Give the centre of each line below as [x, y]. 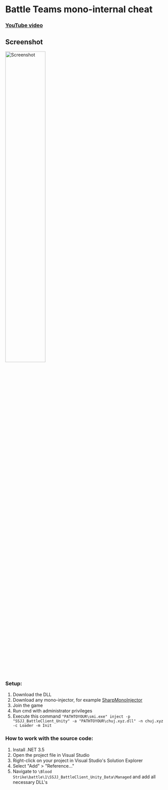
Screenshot [24, 42]
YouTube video [24, 26]
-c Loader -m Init [32, 726]
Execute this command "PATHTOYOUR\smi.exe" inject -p [72, 716]
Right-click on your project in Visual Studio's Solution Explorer [78, 760]
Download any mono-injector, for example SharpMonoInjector [77, 700]
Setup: [14, 683]
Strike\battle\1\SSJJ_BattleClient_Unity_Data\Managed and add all [84, 777]
